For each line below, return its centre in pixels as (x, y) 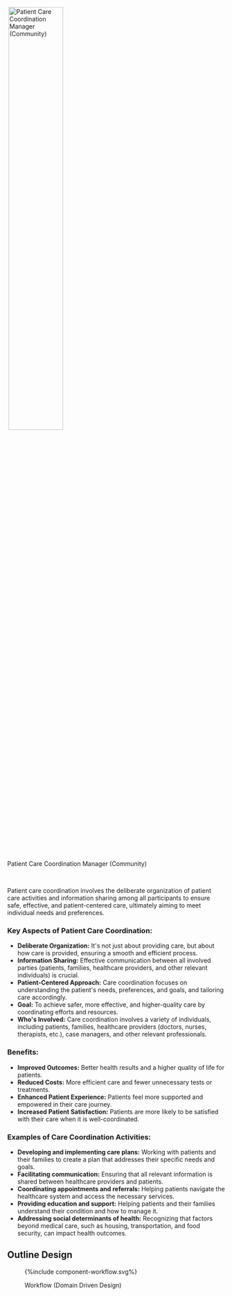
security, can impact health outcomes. (72, 1233)
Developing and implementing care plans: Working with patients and (116, 1152)
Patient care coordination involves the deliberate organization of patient (109, 890)
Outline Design (40, 1255)
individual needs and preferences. (56, 913)
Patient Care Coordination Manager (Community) (77, 864)
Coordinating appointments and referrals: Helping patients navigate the (121, 1188)
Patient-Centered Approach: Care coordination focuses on (102, 982)
